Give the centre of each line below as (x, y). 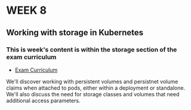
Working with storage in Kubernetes (75, 33)
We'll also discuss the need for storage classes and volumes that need (93, 94)
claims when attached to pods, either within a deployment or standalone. (96, 88)
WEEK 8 (27, 10)
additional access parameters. (43, 100)
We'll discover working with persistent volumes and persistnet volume (92, 81)
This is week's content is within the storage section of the (92, 50)
